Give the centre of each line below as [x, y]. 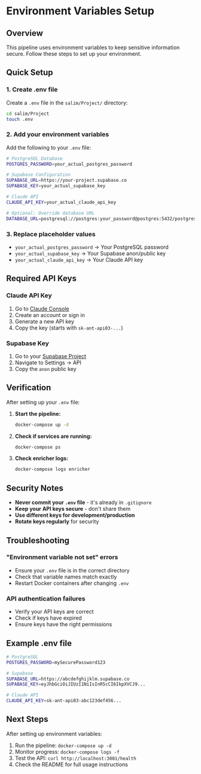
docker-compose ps [38, 447]
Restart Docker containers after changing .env [72, 583]
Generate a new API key [45, 321]
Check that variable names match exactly [66, 577]
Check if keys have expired [48, 618]
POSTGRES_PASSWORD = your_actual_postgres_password [69, 164]
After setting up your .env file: [43, 402]
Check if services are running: [53, 436]
